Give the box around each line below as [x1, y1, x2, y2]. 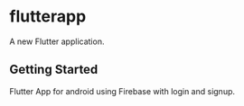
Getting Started [9, 62, 99, 77]
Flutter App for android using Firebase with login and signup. [9, 85, 236, 96]
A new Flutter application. [9, 36, 105, 47]
